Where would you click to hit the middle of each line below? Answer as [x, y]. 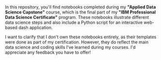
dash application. [36, 28]
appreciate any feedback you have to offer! [48, 52]
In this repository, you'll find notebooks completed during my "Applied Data [80, 7]
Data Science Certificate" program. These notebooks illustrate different [77, 17]
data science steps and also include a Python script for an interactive [74, 22]
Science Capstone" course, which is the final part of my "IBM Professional [80, 12]
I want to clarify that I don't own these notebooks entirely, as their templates [81, 37]
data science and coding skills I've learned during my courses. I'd [70, 47]
